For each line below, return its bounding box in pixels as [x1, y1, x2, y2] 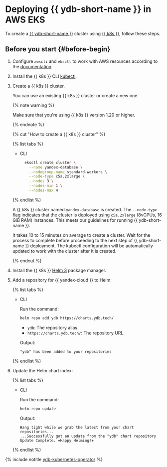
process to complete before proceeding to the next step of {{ [12, 237, 138, 243]
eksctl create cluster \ [24, 160, 76, 165]
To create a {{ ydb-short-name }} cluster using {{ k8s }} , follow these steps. [5, 30, 161, 36]
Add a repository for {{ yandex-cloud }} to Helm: [12, 277, 112, 283]
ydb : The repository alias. [27, 324, 79, 330]
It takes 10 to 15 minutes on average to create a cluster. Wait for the [12, 232, 151, 238]
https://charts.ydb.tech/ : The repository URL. [27, 330, 125, 336]
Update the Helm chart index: [12, 367, 73, 373]
